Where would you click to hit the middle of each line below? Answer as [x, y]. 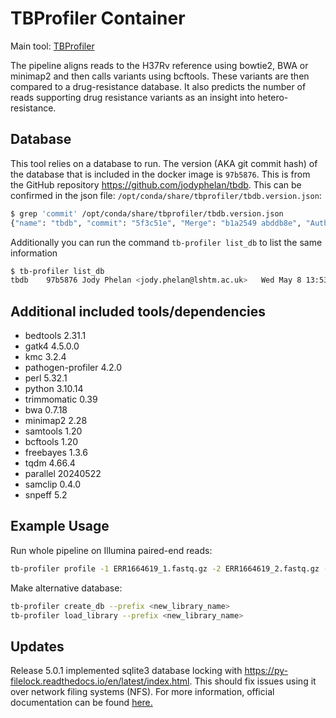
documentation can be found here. [81, 703]
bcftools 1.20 [51, 442]
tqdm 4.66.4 [50, 463]
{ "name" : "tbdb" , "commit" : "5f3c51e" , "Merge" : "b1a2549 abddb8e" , [156, 223]
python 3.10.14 [54, 389]
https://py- [266, 671]
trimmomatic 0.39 [61, 399]
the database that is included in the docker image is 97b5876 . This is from [160, 174]
